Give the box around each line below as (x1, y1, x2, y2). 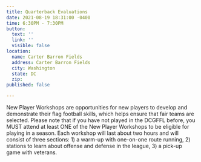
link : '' (12, 37, 34, 43)
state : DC (12, 71, 36, 77)
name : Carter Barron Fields (12, 54, 83, 60)
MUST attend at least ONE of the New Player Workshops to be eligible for (6, 123, 189, 130)
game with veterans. (6, 149, 58, 156)
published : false (6, 82, 50, 88)
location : (6, 48, 31, 54)
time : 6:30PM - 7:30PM (6, 20, 64, 26)
